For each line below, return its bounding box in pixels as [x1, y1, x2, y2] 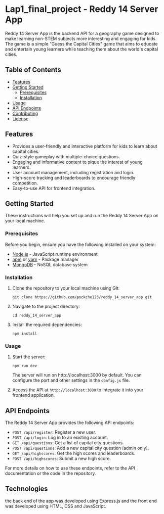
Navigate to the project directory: [12, 303, 80, 309]
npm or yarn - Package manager [12, 256, 79, 262]
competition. [12, 180, 38, 186]
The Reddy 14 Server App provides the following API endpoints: [5, 420, 134, 426]
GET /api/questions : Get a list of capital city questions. [12, 440, 124, 446]
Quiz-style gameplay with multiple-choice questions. [12, 153, 120, 159]
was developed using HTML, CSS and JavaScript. [5, 503, 106, 509]
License [12, 115, 29, 122]
